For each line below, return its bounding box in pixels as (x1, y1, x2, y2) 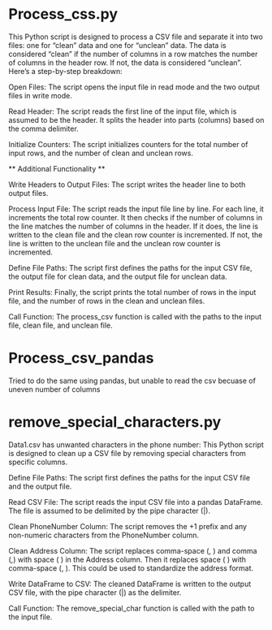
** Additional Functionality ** (8, 163, 106, 173)
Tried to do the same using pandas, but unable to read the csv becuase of (8, 376, 256, 385)
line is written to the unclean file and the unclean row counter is (8, 238, 221, 248)
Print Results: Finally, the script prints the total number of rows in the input (8, 287, 257, 297)
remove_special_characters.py (8, 413, 222, 432)
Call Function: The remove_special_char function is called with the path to (8, 603, 255, 613)
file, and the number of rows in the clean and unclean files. (8, 296, 205, 306)
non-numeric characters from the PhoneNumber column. (8, 530, 200, 540)
